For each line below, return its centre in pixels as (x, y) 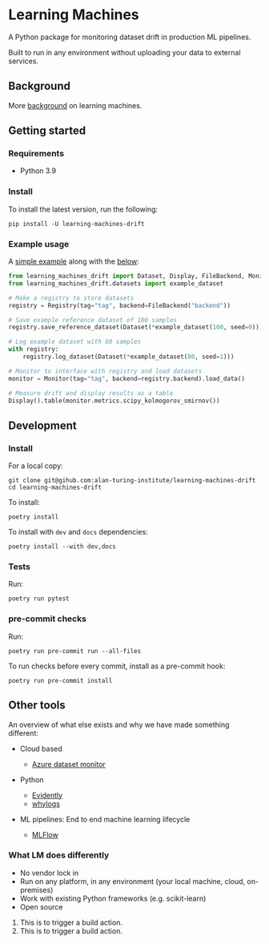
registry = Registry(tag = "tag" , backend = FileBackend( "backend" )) (119, 305)
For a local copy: (36, 466)
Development (43, 425)
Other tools (37, 706)
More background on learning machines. (75, 105)
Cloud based (41, 748)
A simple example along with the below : (74, 261)
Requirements (36, 154)
